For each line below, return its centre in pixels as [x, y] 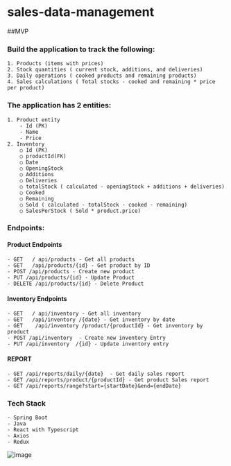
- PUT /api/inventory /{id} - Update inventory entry [88, 344]
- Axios [18, 436]
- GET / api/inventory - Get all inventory [74, 313]
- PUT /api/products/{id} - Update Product [71, 277]
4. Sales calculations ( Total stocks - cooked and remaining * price [111, 82]
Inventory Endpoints [37, 299]
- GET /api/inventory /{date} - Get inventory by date [91, 320]
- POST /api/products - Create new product [71, 271]
